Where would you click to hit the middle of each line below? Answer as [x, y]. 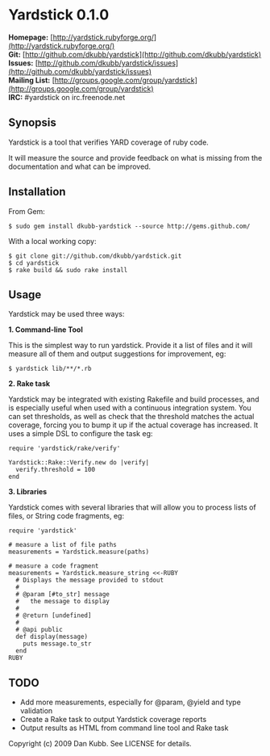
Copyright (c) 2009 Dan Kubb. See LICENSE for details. [100, 744]
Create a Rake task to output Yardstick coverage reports [113, 720]
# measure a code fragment [54, 566]
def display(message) [52, 637]
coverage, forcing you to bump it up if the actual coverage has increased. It [133, 425]
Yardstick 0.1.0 [59, 15]
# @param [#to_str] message [63, 594]
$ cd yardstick [34, 263]
